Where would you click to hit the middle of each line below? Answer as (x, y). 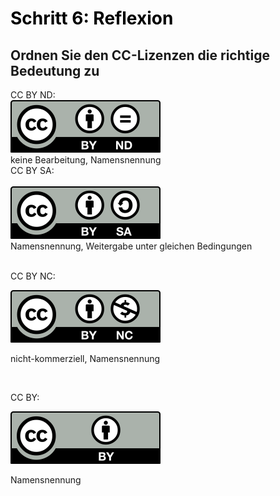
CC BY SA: (32, 170)
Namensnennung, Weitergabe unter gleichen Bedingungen (131, 246)
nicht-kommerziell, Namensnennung (85, 358)
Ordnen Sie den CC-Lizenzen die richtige (140, 55)
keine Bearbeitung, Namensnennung (86, 160)
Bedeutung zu (55, 70)
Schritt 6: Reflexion (92, 18)
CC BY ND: (33, 95)
